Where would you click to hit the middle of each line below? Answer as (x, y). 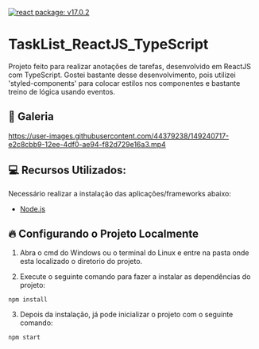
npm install (28, 300)
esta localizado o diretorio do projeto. (81, 262)
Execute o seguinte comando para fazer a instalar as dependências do (135, 277)
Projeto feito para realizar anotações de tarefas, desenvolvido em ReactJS (130, 66)
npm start (25, 338)
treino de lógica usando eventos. (62, 91)
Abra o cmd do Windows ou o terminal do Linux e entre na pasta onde (134, 253)
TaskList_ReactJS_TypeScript (108, 45)
